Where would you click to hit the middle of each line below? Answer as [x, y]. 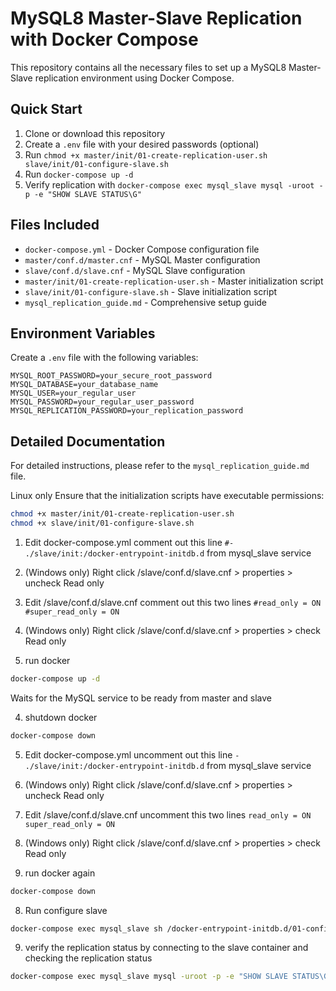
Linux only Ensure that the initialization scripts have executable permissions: [167, 496]
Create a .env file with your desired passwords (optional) [142, 144]
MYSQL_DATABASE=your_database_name [84, 385]
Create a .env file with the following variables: [104, 358]
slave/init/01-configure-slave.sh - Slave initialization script [151, 291]
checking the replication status [88, 958]
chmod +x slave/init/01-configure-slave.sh [102, 523]
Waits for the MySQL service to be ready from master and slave [141, 698]
